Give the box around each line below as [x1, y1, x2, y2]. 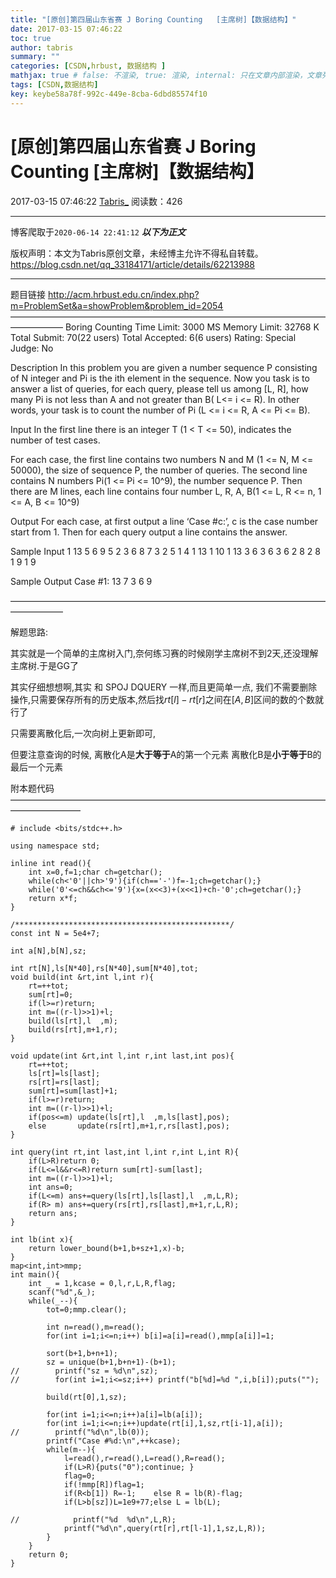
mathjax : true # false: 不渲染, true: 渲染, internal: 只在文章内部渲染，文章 [10, 71, 323, 81]
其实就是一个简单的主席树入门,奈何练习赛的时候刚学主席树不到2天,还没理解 [10, 647, 319, 659]
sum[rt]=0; [28, 989, 74, 1000]
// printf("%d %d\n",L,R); [10, 1514, 177, 1525]
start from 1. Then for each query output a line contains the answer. [10, 526, 288, 538]
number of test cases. [10, 434, 101, 446]
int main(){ [10, 1269, 60, 1280]
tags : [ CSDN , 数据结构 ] [10, 80, 99, 90]
